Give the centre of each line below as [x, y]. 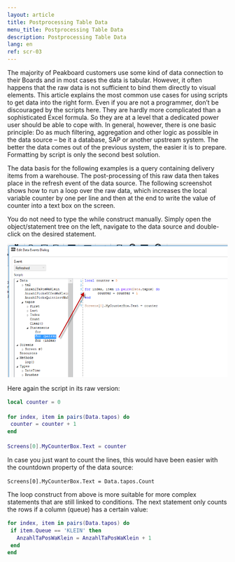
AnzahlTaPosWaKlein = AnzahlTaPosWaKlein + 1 [84, 538]
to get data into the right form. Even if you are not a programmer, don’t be [113, 102]
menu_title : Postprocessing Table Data [65, 29]
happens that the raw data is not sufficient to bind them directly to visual [112, 87]
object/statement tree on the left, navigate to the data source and [101, 227]
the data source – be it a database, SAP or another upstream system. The [113, 140]
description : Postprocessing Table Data [67, 37]
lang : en [20, 45]
